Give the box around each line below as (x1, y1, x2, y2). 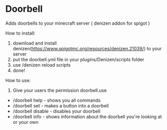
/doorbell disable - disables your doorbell (12, 108, 101, 114)
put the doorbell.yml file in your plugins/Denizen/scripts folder (12, 56, 145, 62)
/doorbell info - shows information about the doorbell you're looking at (12, 114, 162, 120)
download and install (12, 40, 57, 46)
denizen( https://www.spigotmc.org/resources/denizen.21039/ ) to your (12, 45, 162, 51)
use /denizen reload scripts (12, 62, 71, 68)
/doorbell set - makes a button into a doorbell (12, 102, 109, 108)
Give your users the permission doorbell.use (12, 87, 107, 93)
